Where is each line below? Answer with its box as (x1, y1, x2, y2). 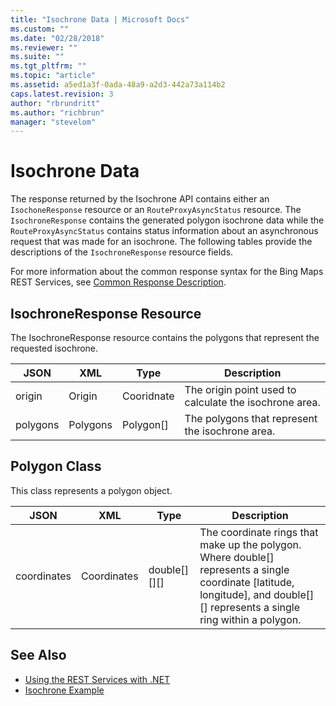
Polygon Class (10, 458, 102, 475)
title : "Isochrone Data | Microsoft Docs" (10, 14, 190, 25)
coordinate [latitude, (199, 575, 295, 589)
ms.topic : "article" (10, 71, 97, 81)
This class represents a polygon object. (10, 484, 173, 496)
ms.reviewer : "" (10, 42, 78, 53)
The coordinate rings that (199, 525, 319, 539)
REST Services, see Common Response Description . (10, 276, 227, 288)
